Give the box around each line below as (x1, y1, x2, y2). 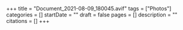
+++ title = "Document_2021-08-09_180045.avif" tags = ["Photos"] (6, 5, 172, 12)
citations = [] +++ (6, 18, 50, 24)
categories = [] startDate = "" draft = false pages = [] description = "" (6, 11, 178, 18)
